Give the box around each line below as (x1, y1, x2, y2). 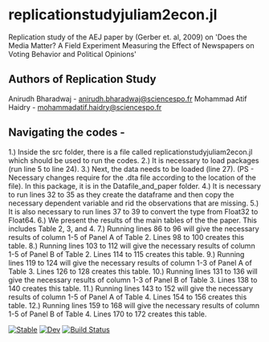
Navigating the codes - (8, 126, 126, 140)
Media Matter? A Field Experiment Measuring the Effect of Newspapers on (8, 40, 255, 50)
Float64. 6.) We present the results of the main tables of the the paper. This (8, 215, 257, 225)
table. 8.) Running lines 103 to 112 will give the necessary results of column (8, 241, 255, 250)
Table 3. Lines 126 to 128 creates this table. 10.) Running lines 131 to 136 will (8, 267, 259, 276)
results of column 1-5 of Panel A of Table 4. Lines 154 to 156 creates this (8, 291, 247, 302)
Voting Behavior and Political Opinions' (8, 49, 137, 59)
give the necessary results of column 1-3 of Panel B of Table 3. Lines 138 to (8, 275, 258, 284)
